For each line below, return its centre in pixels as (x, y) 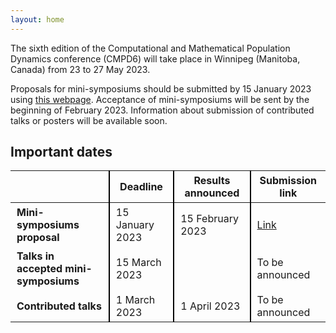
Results (212, 181)
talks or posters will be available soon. (89, 120)
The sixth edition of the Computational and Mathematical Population (150, 48)
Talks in (35, 256)
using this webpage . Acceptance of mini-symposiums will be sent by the (160, 99)
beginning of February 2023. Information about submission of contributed (162, 110)
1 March (135, 300)
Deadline (141, 187)
